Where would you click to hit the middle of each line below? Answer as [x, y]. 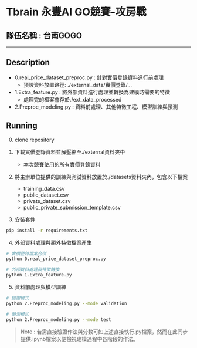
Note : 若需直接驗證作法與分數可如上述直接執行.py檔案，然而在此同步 [104, 332]
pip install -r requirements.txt [47, 230]
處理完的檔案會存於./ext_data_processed [72, 99]
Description [28, 62]
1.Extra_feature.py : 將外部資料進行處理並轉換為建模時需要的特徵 [92, 92]
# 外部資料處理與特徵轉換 [33, 270]
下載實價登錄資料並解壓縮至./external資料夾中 [70, 152]
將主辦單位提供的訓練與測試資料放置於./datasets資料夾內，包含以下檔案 [101, 177]
